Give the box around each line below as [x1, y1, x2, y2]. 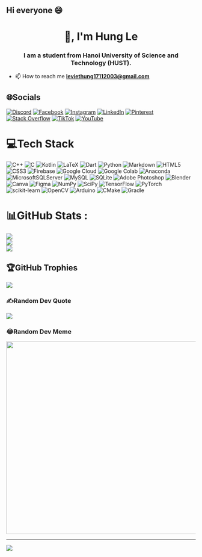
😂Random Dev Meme [6, 327, 72, 335]
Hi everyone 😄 [6, 5, 63, 16]
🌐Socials [6, 92, 41, 102]
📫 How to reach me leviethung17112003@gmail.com [14, 72, 150, 79]
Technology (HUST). [70, 58, 132, 67]
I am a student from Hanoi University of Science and [23, 51, 179, 60]
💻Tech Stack [6, 137, 75, 151]
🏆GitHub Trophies [6, 263, 78, 273]
